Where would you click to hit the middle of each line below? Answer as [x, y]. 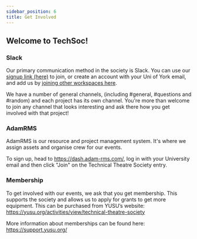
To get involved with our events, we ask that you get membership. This [92, 193]
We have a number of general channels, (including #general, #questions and [99, 94]
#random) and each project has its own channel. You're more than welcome [98, 101]
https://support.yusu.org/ [37, 230]
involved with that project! [38, 113]
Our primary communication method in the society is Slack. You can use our [98, 71]
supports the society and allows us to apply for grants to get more [86, 199]
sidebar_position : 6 [31, 11]
